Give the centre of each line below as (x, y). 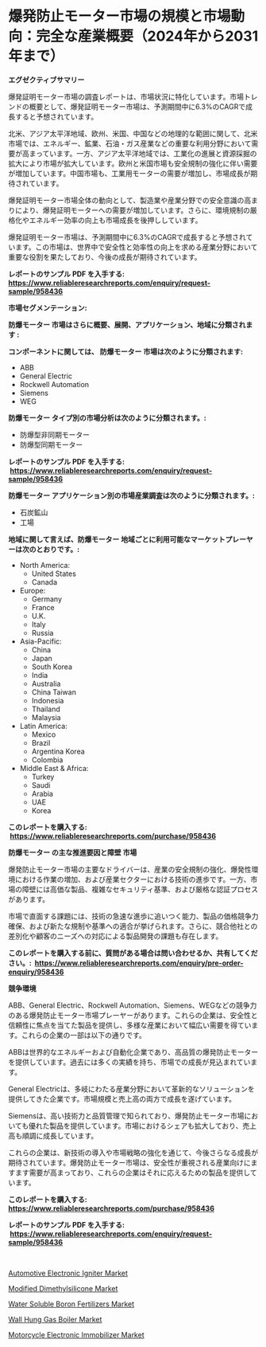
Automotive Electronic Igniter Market (68, 1273)
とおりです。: (58, 549)
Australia (46, 683)
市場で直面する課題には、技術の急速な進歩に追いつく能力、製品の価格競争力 (133, 916)
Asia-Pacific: (40, 641)
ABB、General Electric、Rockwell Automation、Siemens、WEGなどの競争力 (133, 1005)
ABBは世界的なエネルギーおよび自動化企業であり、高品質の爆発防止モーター (133, 1051)
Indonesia (48, 700)
